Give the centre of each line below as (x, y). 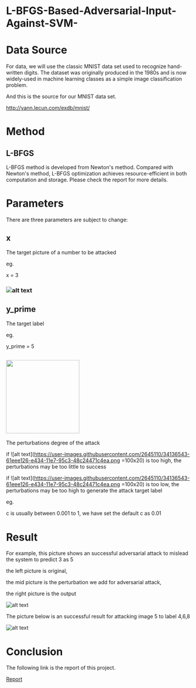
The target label (25, 323)
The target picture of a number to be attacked (61, 252)
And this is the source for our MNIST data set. (61, 97)
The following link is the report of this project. (61, 668)
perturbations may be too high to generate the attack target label (84, 491)
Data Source (37, 50)
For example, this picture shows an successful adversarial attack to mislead (97, 554)
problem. (17, 85)
